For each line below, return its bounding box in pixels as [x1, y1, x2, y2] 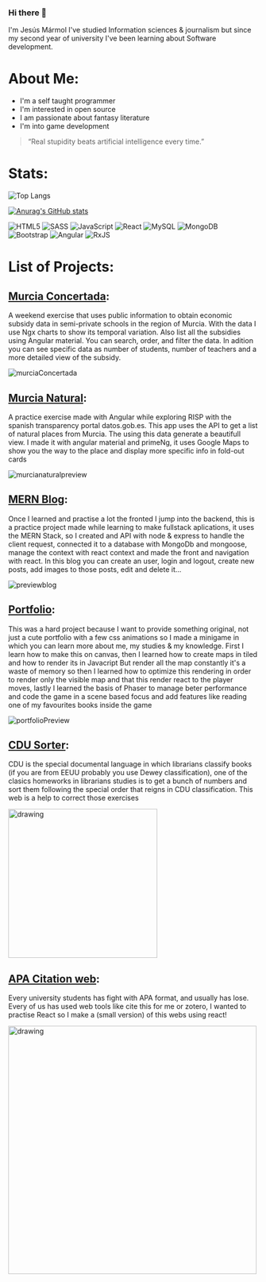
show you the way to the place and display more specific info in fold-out [8, 446, 245, 455]
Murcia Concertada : [8, 289, 110, 303]
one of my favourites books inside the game [8, 700, 152, 709]
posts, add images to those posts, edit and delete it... [8, 564, 182, 574]
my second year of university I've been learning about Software [8, 33, 217, 43]
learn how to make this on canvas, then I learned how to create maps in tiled [8, 649, 258, 658]
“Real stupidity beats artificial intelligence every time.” [27, 137, 205, 146]
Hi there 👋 [8, 7, 48, 18]
